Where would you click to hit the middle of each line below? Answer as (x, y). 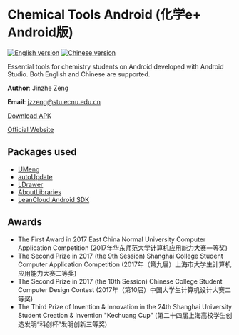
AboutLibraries (40, 192)
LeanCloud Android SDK (54, 199)
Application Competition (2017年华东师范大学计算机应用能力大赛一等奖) (123, 248)
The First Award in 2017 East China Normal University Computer (112, 239)
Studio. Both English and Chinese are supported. (79, 74)
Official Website (31, 129)
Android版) (40, 32)
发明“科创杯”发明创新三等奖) (66, 324)
